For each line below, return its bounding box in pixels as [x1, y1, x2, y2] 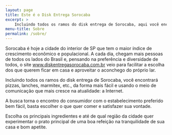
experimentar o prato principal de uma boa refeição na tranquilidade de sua [5, 119, 165, 124]
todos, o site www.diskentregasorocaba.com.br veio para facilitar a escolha [5, 62, 165, 67]
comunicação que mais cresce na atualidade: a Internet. [5, 88, 124, 94]
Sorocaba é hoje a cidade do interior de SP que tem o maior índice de [5, 46, 152, 51]
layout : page [5, 7, 33, 13]
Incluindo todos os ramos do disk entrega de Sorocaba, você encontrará [5, 77, 158, 83]
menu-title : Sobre [5, 27, 45, 32]
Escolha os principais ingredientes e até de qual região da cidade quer [5, 113, 154, 119]
